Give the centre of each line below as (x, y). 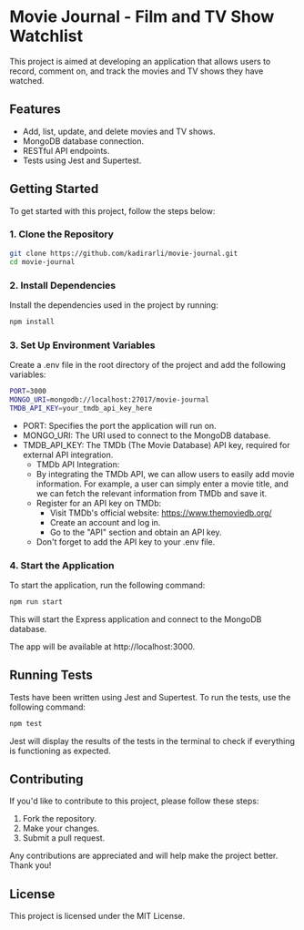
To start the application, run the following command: (107, 585)
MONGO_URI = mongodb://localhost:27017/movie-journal (109, 399)
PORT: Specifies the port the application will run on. (119, 425)
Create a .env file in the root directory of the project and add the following (147, 365)
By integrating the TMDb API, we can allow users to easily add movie (165, 474)
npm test (26, 723)
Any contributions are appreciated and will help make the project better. (144, 856)
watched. (27, 80)
